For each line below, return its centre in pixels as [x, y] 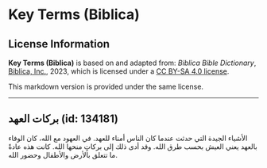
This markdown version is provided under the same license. [106, 86]
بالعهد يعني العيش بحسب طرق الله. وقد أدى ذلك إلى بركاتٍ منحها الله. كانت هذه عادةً [133, 146]
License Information [59, 44]
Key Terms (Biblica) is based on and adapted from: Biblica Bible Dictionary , [132, 63]
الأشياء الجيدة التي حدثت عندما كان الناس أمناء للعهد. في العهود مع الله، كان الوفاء [128, 138]
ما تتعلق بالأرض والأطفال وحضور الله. [63, 155]
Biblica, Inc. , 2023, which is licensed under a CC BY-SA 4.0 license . [119, 71]
